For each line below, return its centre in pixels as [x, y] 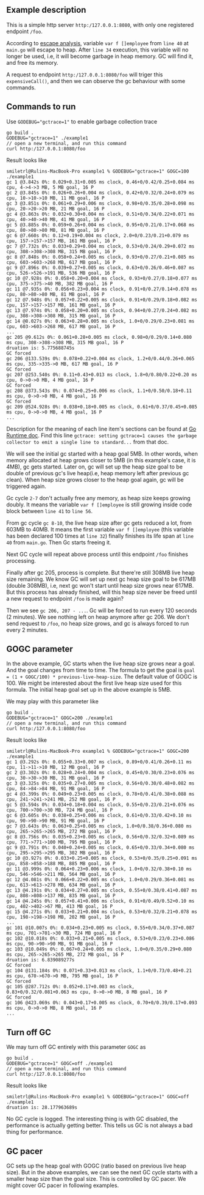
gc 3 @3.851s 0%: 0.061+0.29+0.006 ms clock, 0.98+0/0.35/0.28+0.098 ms [100, 203]
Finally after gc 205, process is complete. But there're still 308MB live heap [100, 572]
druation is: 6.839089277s [40, 960]
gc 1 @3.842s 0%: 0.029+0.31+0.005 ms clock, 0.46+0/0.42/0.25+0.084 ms [100, 182]
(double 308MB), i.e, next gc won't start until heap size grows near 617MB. [100, 585]
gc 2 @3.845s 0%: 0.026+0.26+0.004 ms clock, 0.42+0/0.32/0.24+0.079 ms [100, 193]
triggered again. [26, 486]
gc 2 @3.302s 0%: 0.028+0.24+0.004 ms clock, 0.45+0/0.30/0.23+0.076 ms [100, 773]
